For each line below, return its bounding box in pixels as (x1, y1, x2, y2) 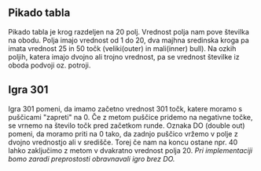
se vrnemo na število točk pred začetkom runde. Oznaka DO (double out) (8, 121, 245, 130)
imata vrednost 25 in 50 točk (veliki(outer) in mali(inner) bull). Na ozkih (8, 43, 237, 53)
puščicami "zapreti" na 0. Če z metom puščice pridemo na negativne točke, (8, 112, 253, 122)
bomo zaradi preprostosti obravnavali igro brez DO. (8, 154, 175, 163)
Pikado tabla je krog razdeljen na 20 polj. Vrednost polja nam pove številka (8, 27, 250, 36)
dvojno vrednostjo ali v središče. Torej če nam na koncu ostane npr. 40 (8, 137, 238, 147)
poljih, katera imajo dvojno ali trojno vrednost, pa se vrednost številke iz (8, 52, 240, 61)
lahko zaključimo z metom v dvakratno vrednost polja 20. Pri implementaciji (8, 145, 253, 155)
